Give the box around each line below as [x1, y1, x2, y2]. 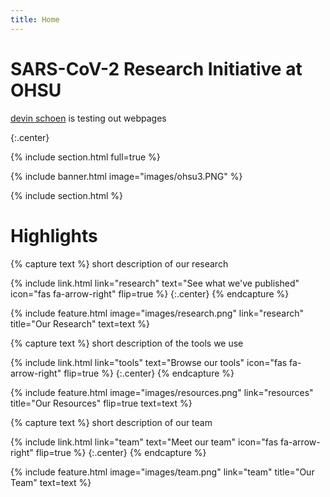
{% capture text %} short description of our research [10, 257, 229, 270]
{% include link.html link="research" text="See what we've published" [10, 277, 300, 289]
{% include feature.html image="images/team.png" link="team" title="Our [10, 466, 315, 478]
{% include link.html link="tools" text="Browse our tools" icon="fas [10, 356, 288, 368]
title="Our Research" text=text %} [10, 317, 150, 330]
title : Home [10, 14, 60, 25]
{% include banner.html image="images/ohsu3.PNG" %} [10, 170, 243, 182]
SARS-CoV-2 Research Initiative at [10, 57, 303, 80]
